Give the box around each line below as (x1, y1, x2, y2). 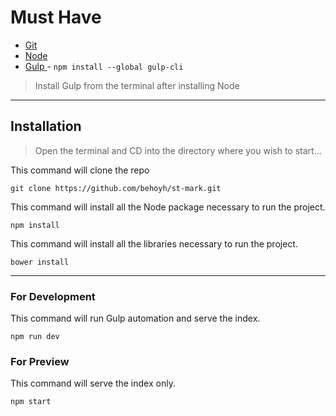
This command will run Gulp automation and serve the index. (10, 312, 261, 325)
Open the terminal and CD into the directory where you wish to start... (34, 144, 322, 156)
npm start (10, 397, 52, 407)
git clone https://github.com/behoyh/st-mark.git (10, 183, 222, 193)
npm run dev (10, 332, 60, 342)
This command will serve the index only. (10, 377, 176, 390)
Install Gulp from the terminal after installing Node (34, 79, 240, 91)
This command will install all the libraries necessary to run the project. (10, 237, 298, 250)
